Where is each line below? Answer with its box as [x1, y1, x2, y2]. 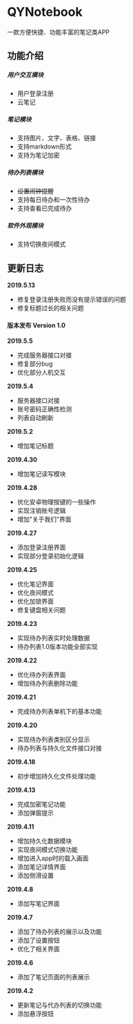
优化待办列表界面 [17, 671, 66, 679]
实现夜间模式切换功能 [17, 846, 78, 854]
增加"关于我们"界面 [17, 515, 72, 524]
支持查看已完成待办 [17, 205, 72, 213]
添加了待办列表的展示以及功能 [17, 927, 102, 936]
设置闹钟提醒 [17, 187, 54, 196]
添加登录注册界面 [17, 543, 66, 551]
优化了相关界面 [17, 945, 60, 954]
